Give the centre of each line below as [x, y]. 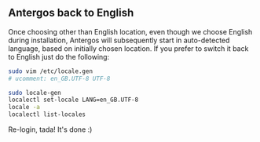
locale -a [24, 107]
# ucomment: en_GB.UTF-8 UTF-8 [59, 78]
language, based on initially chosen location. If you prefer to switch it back [128, 48]
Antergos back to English [71, 13]
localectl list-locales [47, 115]
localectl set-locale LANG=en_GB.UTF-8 [73, 100]
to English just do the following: [59, 56]
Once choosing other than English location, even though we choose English [130, 31]
